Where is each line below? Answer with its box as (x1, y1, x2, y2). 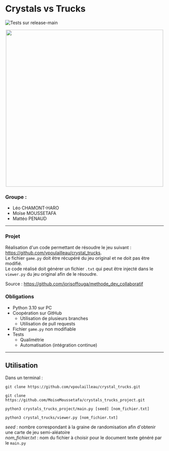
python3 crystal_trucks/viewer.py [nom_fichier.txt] (5, 415, 118, 420)
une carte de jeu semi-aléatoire (5, 429, 70, 435)
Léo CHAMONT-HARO (12, 205, 59, 211)
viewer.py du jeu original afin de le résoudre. (5, 271, 98, 277)
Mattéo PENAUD (12, 215, 47, 221)
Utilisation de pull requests (20, 320, 75, 326)
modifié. (5, 260, 23, 266)
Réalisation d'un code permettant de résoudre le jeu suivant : (5, 244, 132, 250)
